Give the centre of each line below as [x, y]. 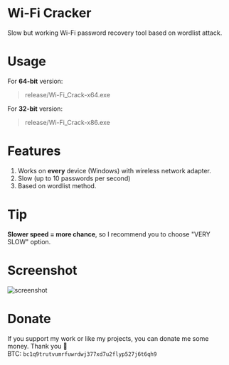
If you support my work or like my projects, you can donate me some [108, 338]
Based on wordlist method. [57, 185]
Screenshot [42, 270]
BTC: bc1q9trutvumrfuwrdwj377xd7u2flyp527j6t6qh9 [82, 354]
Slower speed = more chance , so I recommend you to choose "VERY [109, 234]
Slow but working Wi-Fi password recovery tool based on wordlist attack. [115, 33]
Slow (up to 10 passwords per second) [74, 178]
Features [34, 151]
